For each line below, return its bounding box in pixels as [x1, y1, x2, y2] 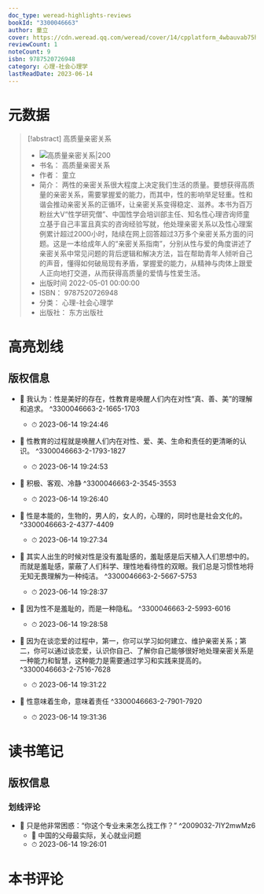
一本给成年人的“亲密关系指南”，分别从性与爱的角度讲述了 [66, 239, 252, 248]
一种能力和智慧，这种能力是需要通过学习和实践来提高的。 [19, 655, 206, 665]
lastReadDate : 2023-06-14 [8, 70, 93, 78]
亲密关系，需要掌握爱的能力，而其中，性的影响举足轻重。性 [53, 189, 246, 199]
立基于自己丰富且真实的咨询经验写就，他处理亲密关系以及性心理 [38, 219, 246, 229]
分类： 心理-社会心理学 [38, 298, 114, 307]
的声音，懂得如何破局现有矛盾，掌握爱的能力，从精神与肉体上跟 [38, 258, 246, 268]
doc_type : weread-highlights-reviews [8, 11, 132, 20]
